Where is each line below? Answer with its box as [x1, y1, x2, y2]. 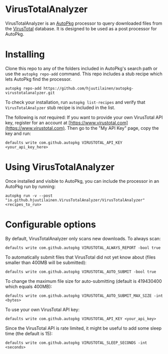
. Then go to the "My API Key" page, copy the [64, 125, 159, 131]
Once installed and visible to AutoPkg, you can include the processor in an [5, 178, 159, 184]
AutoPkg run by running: [5, 183, 56, 189]
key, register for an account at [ [5, 120, 70, 126]
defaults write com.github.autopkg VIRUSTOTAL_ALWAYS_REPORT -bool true [5, 245, 161, 250]
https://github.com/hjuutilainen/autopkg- [43, 86, 134, 91]
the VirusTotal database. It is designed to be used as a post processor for [5, 25, 157, 31]
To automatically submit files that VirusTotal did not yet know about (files [5, 254, 156, 260]
